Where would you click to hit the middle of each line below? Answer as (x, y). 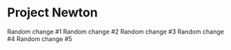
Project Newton (52, 13)
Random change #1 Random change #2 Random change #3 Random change (115, 32)
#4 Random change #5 (40, 38)
